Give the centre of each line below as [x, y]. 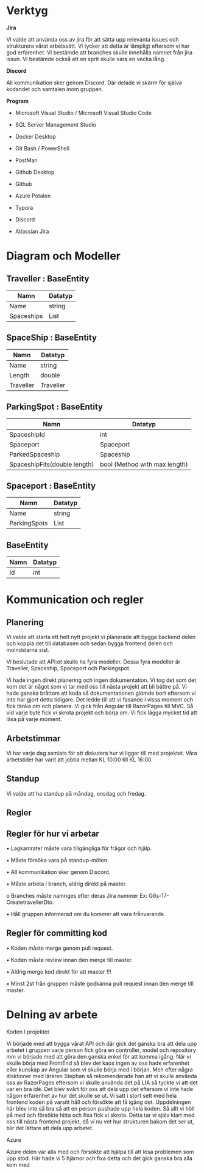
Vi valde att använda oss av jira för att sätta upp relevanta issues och [93, 39]
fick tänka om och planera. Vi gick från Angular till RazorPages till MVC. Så [100, 706]
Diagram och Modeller [63, 256]
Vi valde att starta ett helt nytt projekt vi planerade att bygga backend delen [101, 637]
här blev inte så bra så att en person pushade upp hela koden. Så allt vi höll [100, 1108]
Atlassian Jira [32, 231]
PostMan [26, 160]
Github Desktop [35, 172]
